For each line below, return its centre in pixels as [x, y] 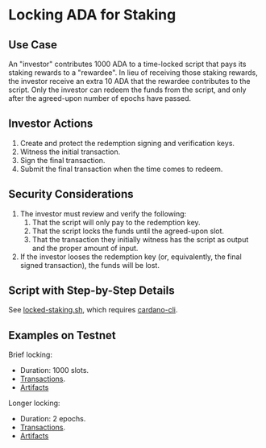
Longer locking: [34, 403]
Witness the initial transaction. [70, 152]
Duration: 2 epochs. [53, 419]
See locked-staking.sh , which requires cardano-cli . [93, 310]
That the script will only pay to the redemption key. [116, 222]
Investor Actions [51, 124]
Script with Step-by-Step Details [91, 291]
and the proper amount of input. [85, 248]
